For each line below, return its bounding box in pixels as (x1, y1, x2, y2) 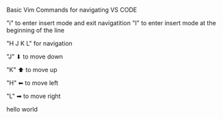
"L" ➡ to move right (6, 92, 61, 100)
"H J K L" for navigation (6, 39, 73, 47)
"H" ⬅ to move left (6, 79, 59, 87)
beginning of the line (6, 27, 65, 34)
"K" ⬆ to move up (6, 66, 57, 73)
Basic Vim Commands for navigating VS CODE (6, 6, 137, 14)
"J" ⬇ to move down (6, 52, 63, 61)
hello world (6, 105, 38, 113)
